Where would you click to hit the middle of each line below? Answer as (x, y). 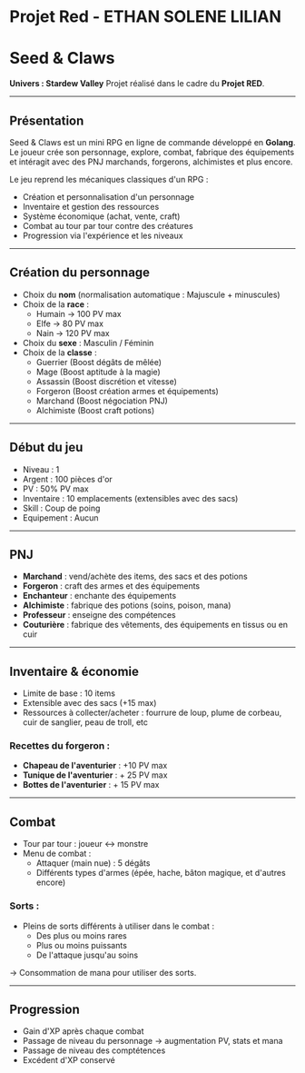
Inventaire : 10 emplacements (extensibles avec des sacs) (130, 498)
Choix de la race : (55, 304)
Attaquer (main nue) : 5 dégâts (93, 863)
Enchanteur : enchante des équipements (99, 596)
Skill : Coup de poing (61, 508)
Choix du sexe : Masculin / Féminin (88, 343)
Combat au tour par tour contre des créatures (108, 225)
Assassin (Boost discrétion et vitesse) (106, 381)
